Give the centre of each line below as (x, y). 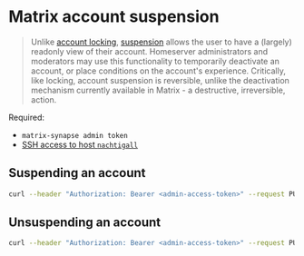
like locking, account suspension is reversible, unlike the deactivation (160, 80)
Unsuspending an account (84, 223)
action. (44, 99)
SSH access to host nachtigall (79, 144)
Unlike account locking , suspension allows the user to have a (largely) (161, 42)
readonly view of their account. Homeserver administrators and (149, 51)
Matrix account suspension (114, 17)
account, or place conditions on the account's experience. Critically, (158, 71)
